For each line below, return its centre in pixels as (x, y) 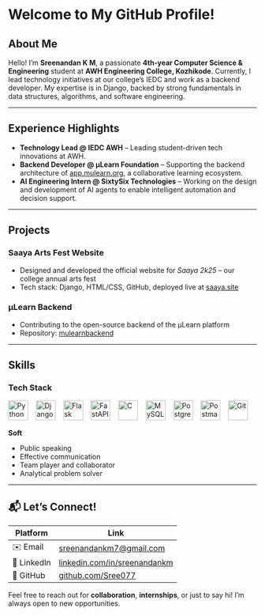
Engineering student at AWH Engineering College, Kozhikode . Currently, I (129, 71)
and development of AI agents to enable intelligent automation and (128, 189)
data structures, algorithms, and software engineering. (97, 96)
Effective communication (60, 457)
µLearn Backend (40, 308)
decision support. (48, 198)
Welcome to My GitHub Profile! (112, 15)
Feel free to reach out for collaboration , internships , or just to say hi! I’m (126, 595)
